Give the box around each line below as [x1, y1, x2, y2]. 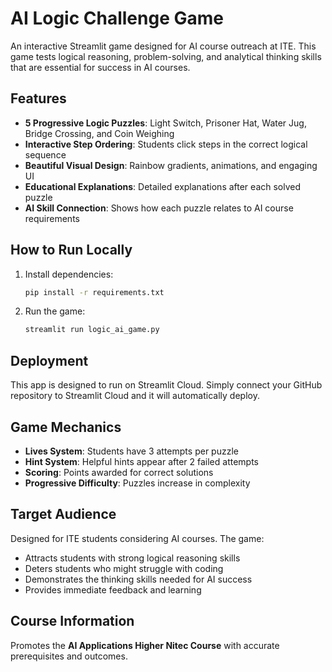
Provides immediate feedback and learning [24, 583, 202, 596]
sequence [24, 148, 67, 161]
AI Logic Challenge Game [10, 7, 224, 30]
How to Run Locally [10, 242, 133, 259]
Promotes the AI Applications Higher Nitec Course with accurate [10, 639, 280, 651]
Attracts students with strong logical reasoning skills [24, 552, 241, 564]
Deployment [10, 352, 89, 369]
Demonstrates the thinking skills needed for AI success [24, 573, 253, 585]
